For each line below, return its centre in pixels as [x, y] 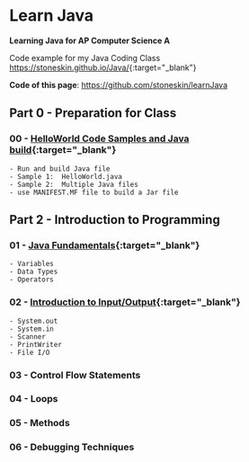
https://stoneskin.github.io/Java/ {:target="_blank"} [103, 67]
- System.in [31, 329]
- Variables [31, 264]
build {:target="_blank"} [63, 150]
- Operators [31, 280]
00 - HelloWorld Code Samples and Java [99, 138]
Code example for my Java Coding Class [85, 58]
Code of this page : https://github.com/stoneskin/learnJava [118, 84]
